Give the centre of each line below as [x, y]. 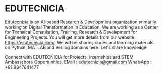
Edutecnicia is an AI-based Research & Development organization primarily [81, 22]
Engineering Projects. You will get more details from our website [70, 37]
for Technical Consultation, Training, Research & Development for [71, 32]
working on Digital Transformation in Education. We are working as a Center [81, 27]
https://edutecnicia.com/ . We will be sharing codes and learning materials [79, 42]
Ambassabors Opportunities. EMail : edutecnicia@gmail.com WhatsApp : [78, 62]
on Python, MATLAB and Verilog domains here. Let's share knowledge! [76, 47]
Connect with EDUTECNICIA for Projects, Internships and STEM [69, 57]
